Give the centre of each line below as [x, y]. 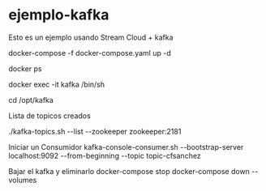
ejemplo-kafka [59, 15]
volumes [23, 180]
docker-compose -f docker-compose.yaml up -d [90, 53]
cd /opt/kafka [31, 100]
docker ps [25, 68]
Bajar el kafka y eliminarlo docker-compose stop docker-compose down [129, 171]
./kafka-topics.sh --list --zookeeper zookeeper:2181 [95, 131]
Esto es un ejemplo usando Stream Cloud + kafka [91, 37]
